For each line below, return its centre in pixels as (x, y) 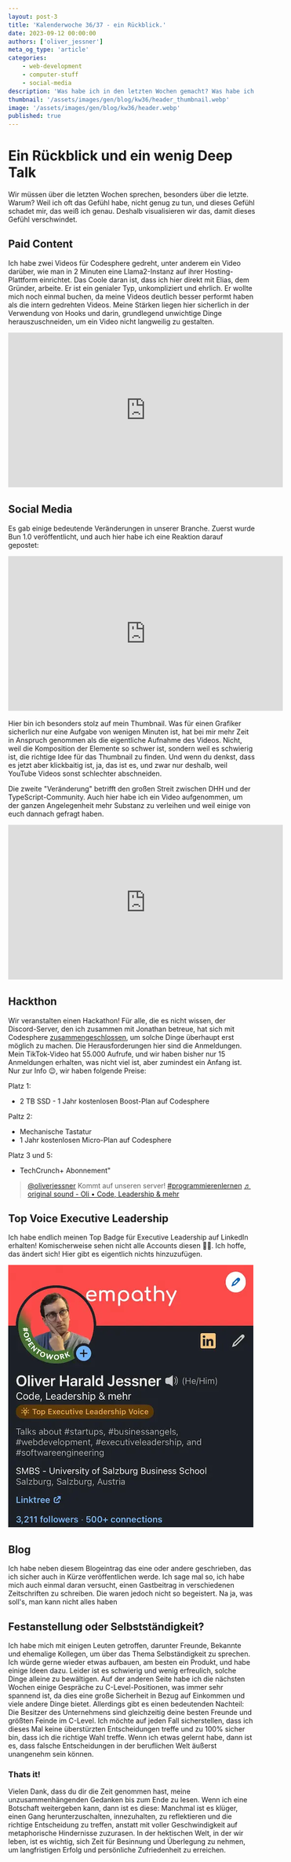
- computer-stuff (51, 75)
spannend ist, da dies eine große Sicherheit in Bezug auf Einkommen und (127, 1695)
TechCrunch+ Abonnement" (65, 1170)
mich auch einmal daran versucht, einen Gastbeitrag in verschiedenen (121, 1585)
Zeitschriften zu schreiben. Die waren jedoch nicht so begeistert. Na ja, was (131, 1594)
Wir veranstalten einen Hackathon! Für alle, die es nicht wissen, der (117, 1020)
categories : (27, 58)
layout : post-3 (33, 17)
